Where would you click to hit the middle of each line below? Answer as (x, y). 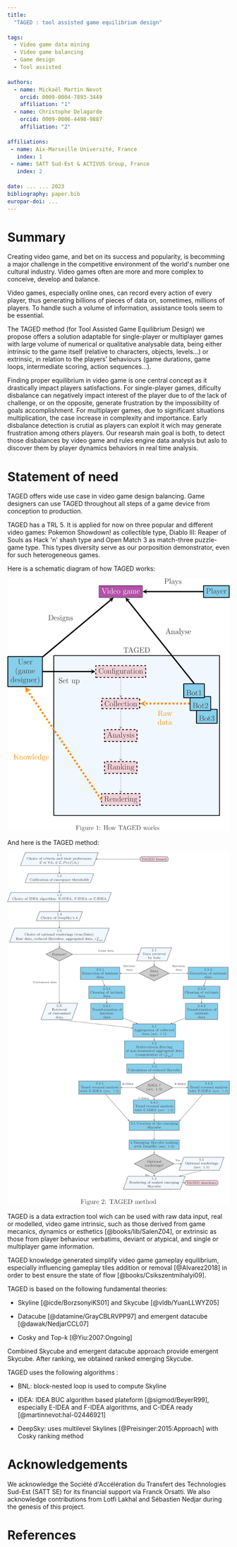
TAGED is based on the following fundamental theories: (87, 1289)
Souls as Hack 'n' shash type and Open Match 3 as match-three (101, 540)
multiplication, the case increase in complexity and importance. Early (108, 418)
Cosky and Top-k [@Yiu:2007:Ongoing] (75, 1337)
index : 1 (29, 157)
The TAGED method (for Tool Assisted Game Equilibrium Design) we (106, 329)
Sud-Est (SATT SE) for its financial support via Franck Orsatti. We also (109, 1491)
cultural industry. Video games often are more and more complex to (105, 272)
